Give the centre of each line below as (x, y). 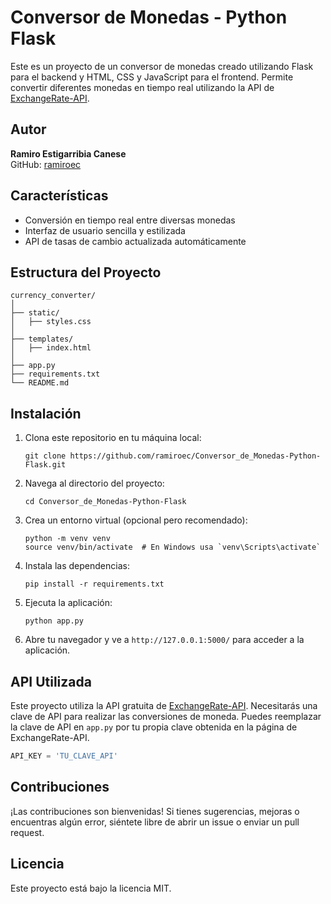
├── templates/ (42, 339)
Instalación (46, 413)
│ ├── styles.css (51, 322)
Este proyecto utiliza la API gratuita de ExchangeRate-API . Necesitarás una (164, 705)
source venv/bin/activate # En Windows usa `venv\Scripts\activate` (173, 547)
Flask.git (45, 465)
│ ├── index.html (51, 348)
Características (59, 196)
